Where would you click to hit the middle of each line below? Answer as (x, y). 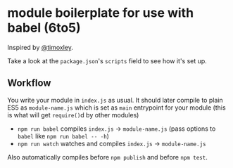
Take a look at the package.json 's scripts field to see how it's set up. (107, 60)
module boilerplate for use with (101, 13)
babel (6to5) (44, 28)
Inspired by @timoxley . (40, 47)
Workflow (29, 83)
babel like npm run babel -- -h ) (63, 136)
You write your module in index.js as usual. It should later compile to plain (115, 100)
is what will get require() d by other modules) (73, 115)
